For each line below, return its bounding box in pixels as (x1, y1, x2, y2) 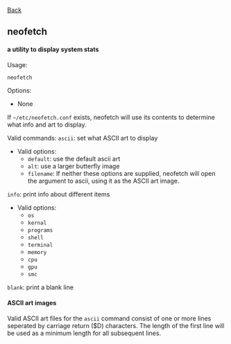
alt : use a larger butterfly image (27, 162, 120, 170)
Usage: (7, 60, 28, 69)
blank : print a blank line (7, 283, 74, 291)
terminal (27, 242, 53, 248)
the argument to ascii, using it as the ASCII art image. (27, 176, 180, 185)
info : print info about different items (7, 190, 110, 198)
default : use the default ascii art (27, 154, 121, 163)
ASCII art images (7, 299, 57, 307)
